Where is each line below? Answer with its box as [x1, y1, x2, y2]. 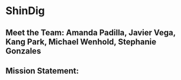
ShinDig [5, 4, 45, 18]
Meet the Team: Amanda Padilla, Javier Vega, [5, 28, 176, 38]
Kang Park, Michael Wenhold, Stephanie [5, 36, 157, 46]
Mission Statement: [5, 66, 79, 76]
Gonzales [5, 46, 41, 56]
